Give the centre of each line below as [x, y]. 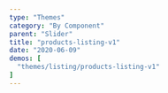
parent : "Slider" [41, 34]
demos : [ [25, 58]
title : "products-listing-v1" [65, 42]
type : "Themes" [37, 17]
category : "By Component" [57, 26]
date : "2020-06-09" [45, 50]
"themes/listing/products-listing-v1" [89, 67]
